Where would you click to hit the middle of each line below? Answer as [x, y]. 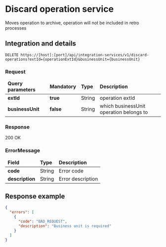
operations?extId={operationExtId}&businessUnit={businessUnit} [73, 59]
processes [16, 28]
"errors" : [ [22, 212]
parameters [21, 90]
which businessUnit [123, 106]
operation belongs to [124, 112]
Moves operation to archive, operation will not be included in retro [72, 23]
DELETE [12, 55]
